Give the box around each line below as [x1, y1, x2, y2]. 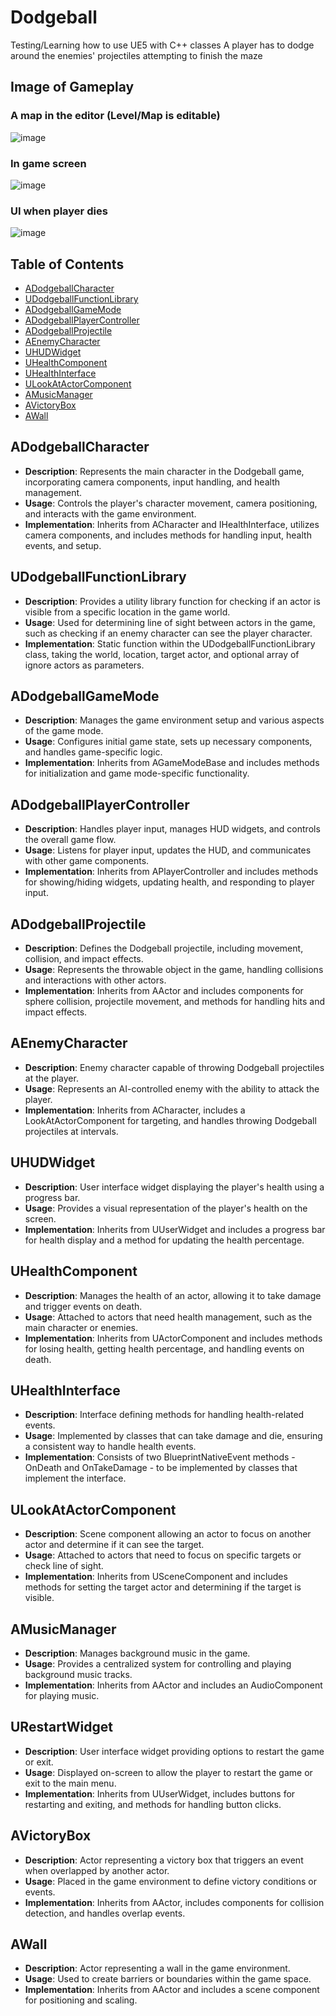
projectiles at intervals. [24, 1125, 119, 1137]
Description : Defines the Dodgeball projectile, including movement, [24, 942, 304, 955]
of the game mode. [24, 725, 104, 737]
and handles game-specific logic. [24, 746, 163, 758]
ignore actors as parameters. [24, 659, 145, 671]
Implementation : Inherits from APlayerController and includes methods [24, 866, 319, 878]
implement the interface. [24, 1472, 127, 1485]
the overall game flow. [24, 834, 117, 846]
